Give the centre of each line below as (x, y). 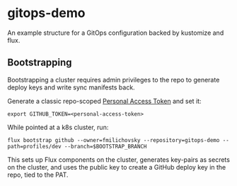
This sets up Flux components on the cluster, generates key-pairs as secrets (118, 159)
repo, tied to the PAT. (38, 175)
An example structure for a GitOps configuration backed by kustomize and (116, 33)
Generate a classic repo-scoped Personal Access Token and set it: (104, 101)
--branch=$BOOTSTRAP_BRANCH (105, 146)
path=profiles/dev (34, 146)
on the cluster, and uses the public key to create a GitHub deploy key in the (117, 167)
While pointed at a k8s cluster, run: (58, 127)
